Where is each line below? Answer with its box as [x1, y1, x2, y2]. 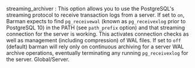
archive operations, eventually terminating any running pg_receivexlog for [6, 50, 189, 56]
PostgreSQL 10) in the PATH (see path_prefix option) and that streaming [6, 24, 185, 31]
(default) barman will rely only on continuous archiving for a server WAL [6, 43, 184, 50]
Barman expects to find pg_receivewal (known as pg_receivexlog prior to [6, 18, 186, 24]
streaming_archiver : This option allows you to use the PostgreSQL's [6, 5, 175, 12]
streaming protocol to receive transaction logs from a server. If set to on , [6, 11, 185, 18]
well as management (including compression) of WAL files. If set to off [6, 37, 181, 44]
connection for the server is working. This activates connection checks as [6, 30, 189, 38]
